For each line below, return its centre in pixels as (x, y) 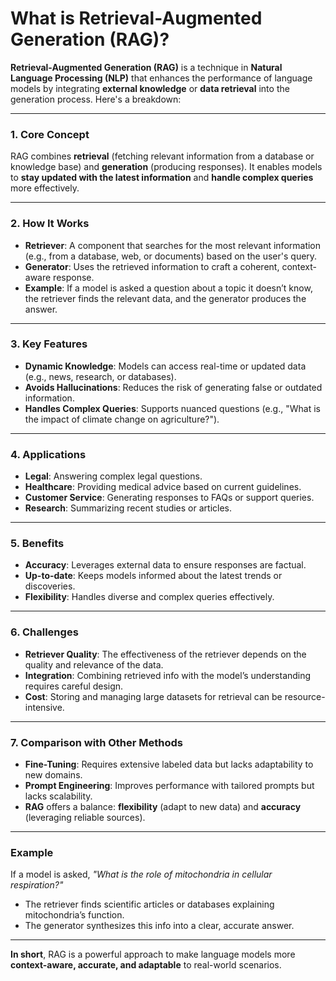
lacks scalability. (58, 796)
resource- (305, 696)
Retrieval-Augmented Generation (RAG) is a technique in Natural (146, 67)
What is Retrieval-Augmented (136, 18)
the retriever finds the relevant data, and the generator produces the (165, 298)
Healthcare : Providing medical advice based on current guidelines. (163, 487)
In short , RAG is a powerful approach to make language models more (153, 954)
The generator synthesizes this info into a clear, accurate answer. (159, 926)
